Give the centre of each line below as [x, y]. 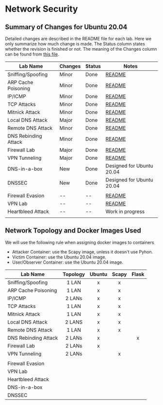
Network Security [41, 9]
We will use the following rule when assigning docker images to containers [80, 242]
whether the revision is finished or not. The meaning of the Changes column [81, 49]
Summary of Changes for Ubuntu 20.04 [66, 27]
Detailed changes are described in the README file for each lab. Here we [78, 39]
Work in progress [125, 212]
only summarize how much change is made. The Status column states [75, 44]
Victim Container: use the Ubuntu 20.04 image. [59, 257]
